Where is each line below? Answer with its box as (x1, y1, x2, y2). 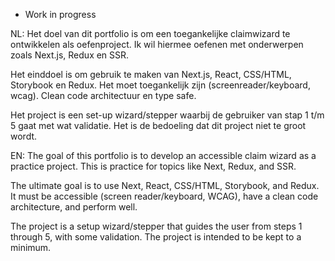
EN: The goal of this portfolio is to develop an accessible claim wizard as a (10, 150, 317, 161)
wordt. (10, 130, 38, 142)
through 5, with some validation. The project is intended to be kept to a (10, 231, 302, 243)
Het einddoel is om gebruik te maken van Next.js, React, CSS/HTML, (10, 69, 292, 80)
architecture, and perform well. (10, 201, 138, 213)
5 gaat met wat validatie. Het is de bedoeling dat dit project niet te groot (10, 120, 307, 131)
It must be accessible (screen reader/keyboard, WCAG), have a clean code (10, 190, 319, 202)
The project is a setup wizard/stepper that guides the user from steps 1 (10, 220, 303, 232)
